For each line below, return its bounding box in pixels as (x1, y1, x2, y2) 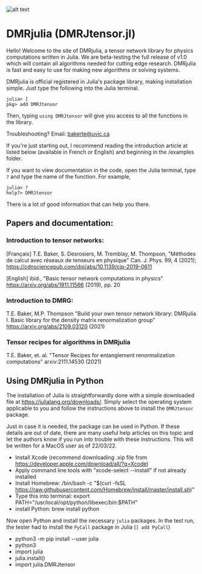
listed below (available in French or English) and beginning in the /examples (6, 148, 195, 156)
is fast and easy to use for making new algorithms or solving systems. (6, 66, 180, 73)
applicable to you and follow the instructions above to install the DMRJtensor (6, 404, 194, 412)
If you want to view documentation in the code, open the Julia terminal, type (6, 167, 197, 174)
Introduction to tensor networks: (6, 236, 104, 245)
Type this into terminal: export (15, 492, 90, 500)
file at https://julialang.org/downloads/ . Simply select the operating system (6, 398, 192, 406)
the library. (6, 118, 33, 125)
